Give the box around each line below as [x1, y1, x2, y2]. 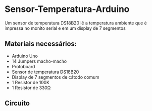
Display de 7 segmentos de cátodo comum [11, 74, 100, 80]
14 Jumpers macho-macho [11, 58, 67, 64]
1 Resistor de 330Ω [11, 85, 51, 91]
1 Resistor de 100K [11, 79, 50, 85]
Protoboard [11, 63, 35, 69]
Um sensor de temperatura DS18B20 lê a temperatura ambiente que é [4, 20, 147, 26]
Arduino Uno [11, 53, 38, 59]
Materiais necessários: [4, 40, 77, 48]
